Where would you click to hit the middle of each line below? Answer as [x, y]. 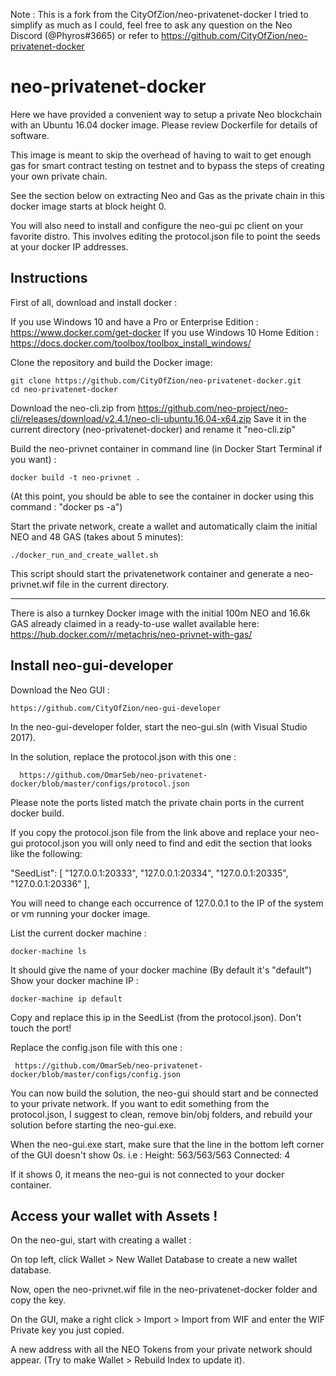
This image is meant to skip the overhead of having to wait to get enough [161, 155]
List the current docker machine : [78, 933]
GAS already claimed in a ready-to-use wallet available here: [135, 623]
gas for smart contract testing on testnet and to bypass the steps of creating [167, 165]
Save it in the [280, 418]
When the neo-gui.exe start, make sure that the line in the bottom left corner [167, 1144]
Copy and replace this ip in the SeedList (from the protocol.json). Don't [156, 1017]
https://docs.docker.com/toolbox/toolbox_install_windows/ [131, 343]
